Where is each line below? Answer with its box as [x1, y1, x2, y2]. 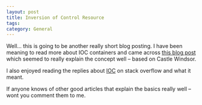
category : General [6, 25, 53, 32]
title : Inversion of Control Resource [6, 15, 104, 21]
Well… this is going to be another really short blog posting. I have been [6, 42, 183, 50]
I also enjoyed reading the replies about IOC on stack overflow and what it [6, 67, 191, 75]
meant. [6, 73, 24, 81]
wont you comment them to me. [6, 92, 86, 99]
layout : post [6, 8, 39, 15]
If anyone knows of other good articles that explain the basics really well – [6, 86, 191, 93]
